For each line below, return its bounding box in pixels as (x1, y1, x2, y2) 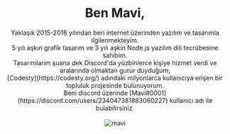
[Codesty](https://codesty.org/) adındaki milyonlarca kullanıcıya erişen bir (7, 73, 223, 82)
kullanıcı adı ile (169, 96, 213, 104)
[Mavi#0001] (129, 89, 167, 97)
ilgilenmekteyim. (91, 35, 139, 44)
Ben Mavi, (84, 5, 146, 21)
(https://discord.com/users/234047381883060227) (17, 96, 168, 104)
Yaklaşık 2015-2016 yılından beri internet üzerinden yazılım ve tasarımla (11, 28, 219, 37)
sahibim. (102, 51, 128, 60)
